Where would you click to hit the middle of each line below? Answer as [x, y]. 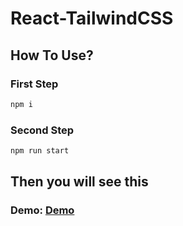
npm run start [40, 151]
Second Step [42, 130]
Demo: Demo [42, 210]
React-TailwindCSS [92, 18]
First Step [34, 84]
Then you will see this [79, 182]
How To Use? [52, 55]
